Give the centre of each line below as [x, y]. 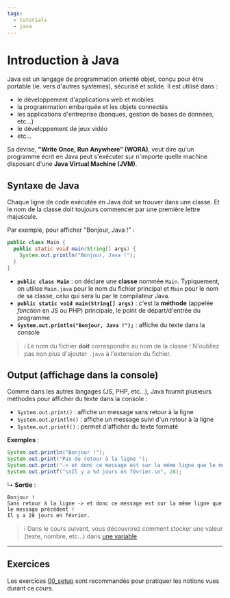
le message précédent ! [41, 509]
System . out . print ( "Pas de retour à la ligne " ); [78, 459]
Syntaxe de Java [43, 186]
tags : [15, 13]
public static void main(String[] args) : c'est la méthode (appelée [115, 303]
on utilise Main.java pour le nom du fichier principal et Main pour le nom [118, 288]
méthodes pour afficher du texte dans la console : [77, 399]
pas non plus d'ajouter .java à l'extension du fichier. [98, 353]
